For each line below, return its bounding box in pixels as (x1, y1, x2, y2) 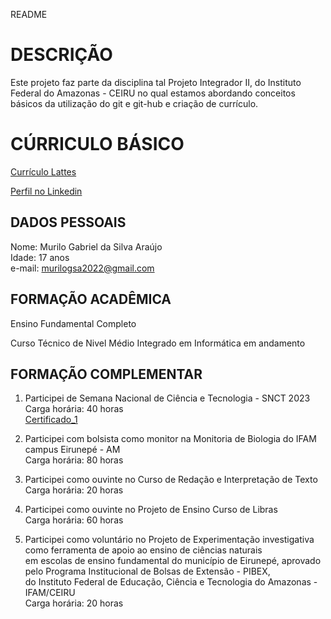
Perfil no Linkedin (10, 185, 83, 197)
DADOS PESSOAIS (10, 214, 127, 231)
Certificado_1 (24, 414, 78, 426)
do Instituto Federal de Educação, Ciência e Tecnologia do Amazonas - (24, 576, 318, 588)
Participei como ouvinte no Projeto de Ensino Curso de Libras (24, 504, 278, 516)
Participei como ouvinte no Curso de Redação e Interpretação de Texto (24, 474, 318, 486)
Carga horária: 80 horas (24, 454, 124, 466)
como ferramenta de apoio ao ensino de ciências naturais (24, 544, 263, 556)
